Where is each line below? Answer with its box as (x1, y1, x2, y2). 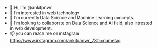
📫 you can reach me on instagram (9, 31, 79, 36)
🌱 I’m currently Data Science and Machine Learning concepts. (9, 15, 135, 20)
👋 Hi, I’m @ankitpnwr (9, 5, 52, 10)
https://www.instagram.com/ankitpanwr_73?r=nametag (9, 38, 121, 43)
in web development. (9, 25, 52, 31)
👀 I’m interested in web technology (9, 10, 79, 16)
